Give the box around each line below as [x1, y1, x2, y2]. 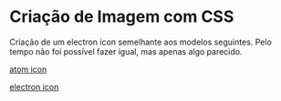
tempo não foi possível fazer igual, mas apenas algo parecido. [9, 45, 243, 56]
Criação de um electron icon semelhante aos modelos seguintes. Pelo [9, 36, 272, 47]
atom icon [9, 64, 47, 75]
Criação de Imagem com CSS [9, 6, 234, 27]
